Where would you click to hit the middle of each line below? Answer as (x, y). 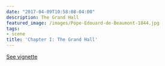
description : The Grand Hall (43, 17)
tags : (13, 28)
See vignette (22, 57)
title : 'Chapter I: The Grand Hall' (52, 40)
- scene (16, 34)
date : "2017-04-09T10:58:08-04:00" (51, 12)
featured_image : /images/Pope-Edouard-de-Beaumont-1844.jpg (83, 23)
